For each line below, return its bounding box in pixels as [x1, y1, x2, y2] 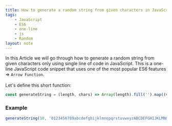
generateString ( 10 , [5, 116, 47, 121]
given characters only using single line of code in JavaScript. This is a [5, 60, 153, 67]
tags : [5, 12, 17, 17]
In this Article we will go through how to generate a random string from [5, 55, 155, 61]
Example [5, 104, 28, 111]
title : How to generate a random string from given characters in [5, 7, 150, 13]
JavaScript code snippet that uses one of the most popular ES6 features [14, 66, 166, 72]
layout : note [5, 41, 33, 46]
